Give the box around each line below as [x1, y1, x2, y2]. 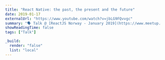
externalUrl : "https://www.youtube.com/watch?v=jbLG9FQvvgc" [5, 16, 133, 21]
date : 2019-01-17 [5, 12, 41, 17]
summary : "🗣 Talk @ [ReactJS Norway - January [5, 20, 104, 26]
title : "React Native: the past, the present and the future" [5, 7, 135, 12]
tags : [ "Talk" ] [5, 30, 36, 35]
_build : [5, 39, 21, 44]
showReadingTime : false [5, 25, 54, 30]
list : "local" [9, 47, 38, 53]
